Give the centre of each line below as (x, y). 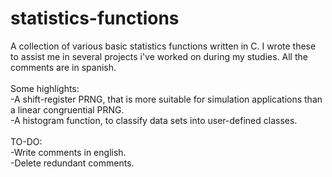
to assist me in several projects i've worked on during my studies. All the (159, 56)
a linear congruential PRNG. (67, 109)
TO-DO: (26, 141)
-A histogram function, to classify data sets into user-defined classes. (154, 120)
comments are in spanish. (63, 67)
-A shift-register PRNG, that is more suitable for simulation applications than (166, 99)
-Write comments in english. (68, 152)
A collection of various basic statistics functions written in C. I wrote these (163, 46)
